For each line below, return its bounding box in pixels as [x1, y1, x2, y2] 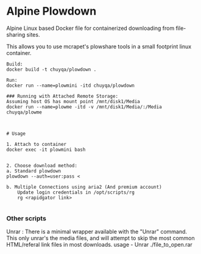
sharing [6, 31, 26, 38]
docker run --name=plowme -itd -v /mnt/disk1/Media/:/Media [6, 104, 163, 110]
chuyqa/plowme [6, 109, 43, 115]
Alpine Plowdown [6, 4, 97, 18]
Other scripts [6, 214, 47, 222]
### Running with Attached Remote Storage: [6, 93, 119, 99]
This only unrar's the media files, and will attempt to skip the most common [6, 234, 195, 242]
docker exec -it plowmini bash [6, 147, 86, 153]
